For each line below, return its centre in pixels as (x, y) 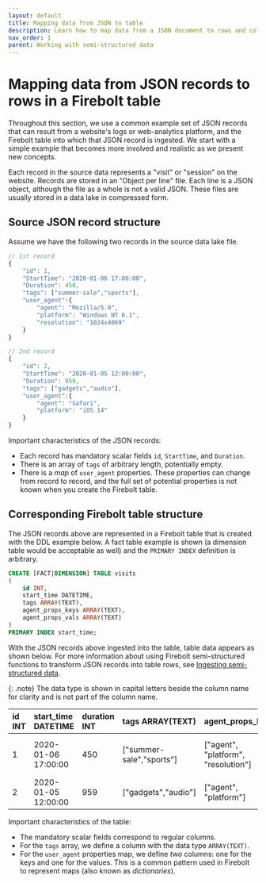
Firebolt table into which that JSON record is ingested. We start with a (122, 140)
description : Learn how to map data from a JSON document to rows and (127, 30)
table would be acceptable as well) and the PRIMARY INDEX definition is (122, 550)
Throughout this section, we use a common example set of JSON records (128, 123)
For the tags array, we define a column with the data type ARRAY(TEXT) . (135, 845)
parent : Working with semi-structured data (81, 45)
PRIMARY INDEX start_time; (53, 632)
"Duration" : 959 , (51, 381)
